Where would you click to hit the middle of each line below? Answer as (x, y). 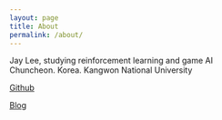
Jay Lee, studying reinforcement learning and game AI (111, 61)
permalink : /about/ (46, 35)
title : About (34, 26)
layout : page (34, 18)
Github (22, 88)
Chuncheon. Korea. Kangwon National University (101, 70)
